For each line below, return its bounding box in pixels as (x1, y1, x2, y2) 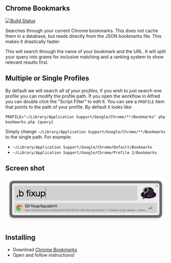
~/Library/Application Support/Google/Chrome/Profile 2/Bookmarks (12, 150, 157, 155)
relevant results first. (5, 59, 49, 65)
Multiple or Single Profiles (5, 74, 89, 83)
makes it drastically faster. (5, 38, 60, 44)
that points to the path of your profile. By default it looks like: (5, 104, 133, 110)
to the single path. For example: (5, 134, 72, 140)
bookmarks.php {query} (5, 119, 54, 125)
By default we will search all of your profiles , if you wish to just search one (5, 87, 162, 93)
